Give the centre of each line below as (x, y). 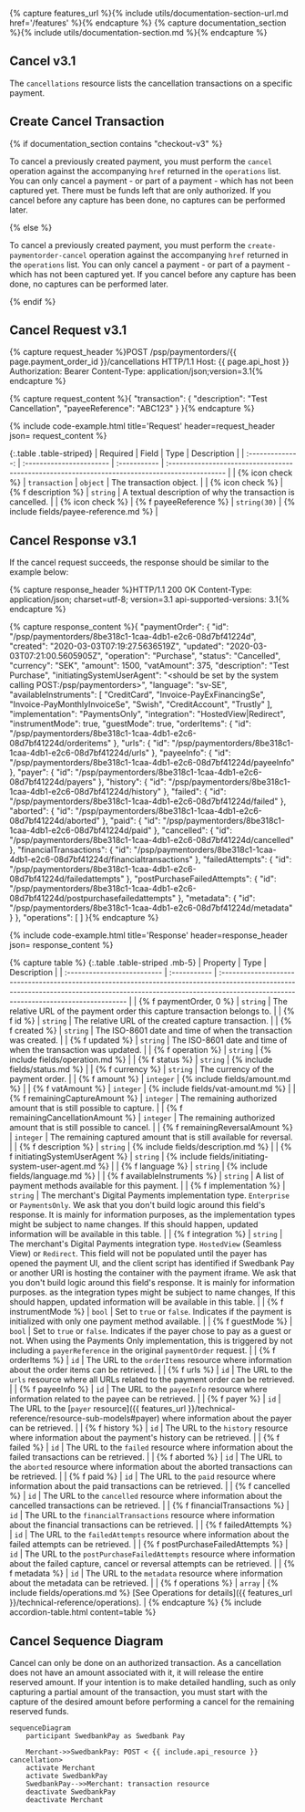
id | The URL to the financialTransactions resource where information (142, 1515)
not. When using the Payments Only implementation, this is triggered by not (151, 1341)
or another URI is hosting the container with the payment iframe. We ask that (153, 1273)
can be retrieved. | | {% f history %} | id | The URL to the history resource (149, 1428)
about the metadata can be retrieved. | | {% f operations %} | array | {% (144, 1583)
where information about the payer (227, 1419)
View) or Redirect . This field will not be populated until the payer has (138, 1254)
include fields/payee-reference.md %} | (84, 512)
